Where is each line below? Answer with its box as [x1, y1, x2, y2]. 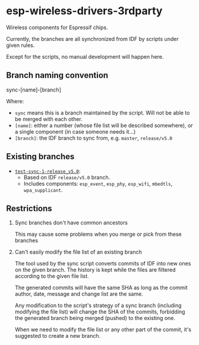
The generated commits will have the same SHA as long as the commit [14, 284, 188, 292]
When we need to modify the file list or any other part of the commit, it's [14, 326, 192, 333]
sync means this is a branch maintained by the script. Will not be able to [14, 109, 190, 116]
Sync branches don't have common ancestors [14, 219, 128, 226]
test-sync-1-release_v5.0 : [14, 167, 81, 175]
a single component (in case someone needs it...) [14, 128, 136, 135]
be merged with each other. [14, 115, 83, 122]
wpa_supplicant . [23, 186, 63, 194]
